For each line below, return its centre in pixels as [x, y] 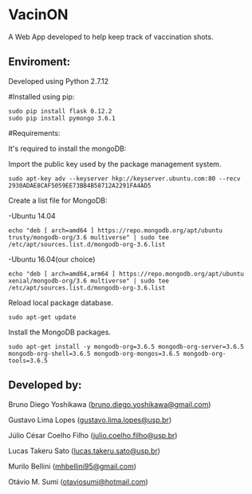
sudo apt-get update [43, 317]
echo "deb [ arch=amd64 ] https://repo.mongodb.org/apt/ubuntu [116, 230]
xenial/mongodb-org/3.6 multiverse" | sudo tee [89, 281]
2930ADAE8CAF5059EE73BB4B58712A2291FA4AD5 [80, 185]
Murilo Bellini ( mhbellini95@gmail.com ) [73, 466]
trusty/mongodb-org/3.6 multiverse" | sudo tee [89, 237]
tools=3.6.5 [28, 361]
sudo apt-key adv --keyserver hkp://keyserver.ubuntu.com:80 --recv [124, 178]
